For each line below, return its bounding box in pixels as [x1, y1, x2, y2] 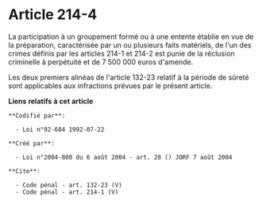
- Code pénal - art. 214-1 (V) [15, 188, 119, 196]
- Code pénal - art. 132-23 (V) [15, 181, 123, 189]
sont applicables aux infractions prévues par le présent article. [8, 81, 213, 90]
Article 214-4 [8, 6, 98, 24]
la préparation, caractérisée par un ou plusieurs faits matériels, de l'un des [8, 40, 252, 49]
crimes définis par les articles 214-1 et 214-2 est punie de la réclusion [8, 48, 236, 58]
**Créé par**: [8, 139, 56, 148]
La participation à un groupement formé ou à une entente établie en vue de [8, 32, 254, 41]
